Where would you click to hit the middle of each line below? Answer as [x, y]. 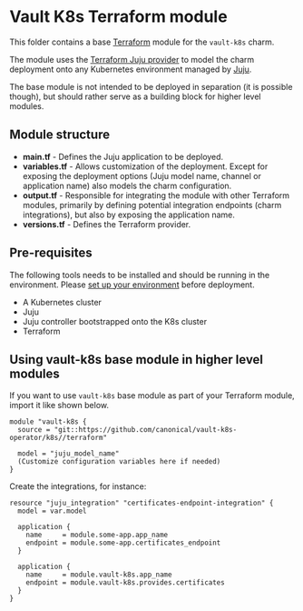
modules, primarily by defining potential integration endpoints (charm [152, 205]
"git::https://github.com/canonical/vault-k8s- [146, 430]
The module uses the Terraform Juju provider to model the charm [132, 59]
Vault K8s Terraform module [119, 17]
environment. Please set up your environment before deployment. [132, 285]
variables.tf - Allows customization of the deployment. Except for [145, 166]
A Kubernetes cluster [62, 302]
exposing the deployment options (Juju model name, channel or [142, 175]
